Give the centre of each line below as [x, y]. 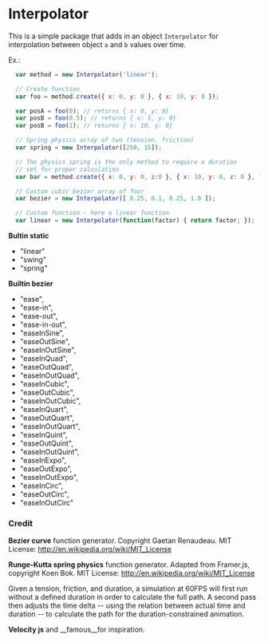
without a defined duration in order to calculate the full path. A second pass [132, 597]
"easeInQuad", [43, 359]
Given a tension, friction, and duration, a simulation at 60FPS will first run [128, 588]
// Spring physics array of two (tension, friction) [105, 141]
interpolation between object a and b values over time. [97, 44]
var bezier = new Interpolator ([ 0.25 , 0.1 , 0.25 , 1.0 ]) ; [116, 199]
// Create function [48, 89]
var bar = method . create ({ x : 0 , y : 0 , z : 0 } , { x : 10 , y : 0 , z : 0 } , [135, 176]
